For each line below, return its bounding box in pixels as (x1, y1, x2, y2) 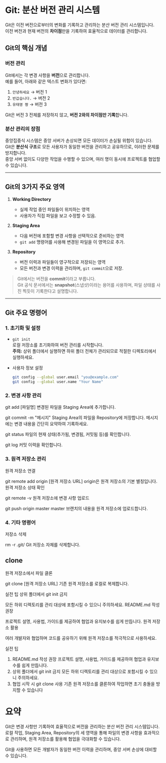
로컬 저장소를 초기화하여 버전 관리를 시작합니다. (12, 342, 104, 348)
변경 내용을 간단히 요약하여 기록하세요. (14, 421, 88, 427)
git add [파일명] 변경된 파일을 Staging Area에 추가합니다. (5, 404, 116, 410)
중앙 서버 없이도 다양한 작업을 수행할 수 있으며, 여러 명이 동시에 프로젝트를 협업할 (5, 156, 161, 162)
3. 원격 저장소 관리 (5, 456, 46, 463)
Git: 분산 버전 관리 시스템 (5, 4, 100, 16)
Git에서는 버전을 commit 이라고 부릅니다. (17, 276, 96, 282)
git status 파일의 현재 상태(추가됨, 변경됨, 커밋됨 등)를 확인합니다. (5, 431, 131, 437)
